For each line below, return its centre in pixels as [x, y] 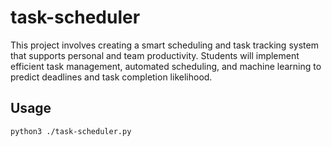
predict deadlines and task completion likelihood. [111, 77]
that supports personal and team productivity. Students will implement [155, 55]
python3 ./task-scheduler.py [71, 131]
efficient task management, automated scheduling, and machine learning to [166, 66]
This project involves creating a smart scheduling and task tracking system [164, 45]
